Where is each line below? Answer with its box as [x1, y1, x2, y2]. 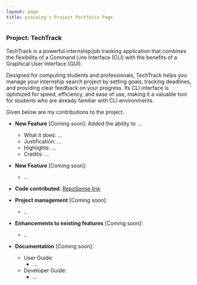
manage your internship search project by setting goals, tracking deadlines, [6, 78, 192, 85]
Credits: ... [23, 150, 49, 158]
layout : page [6, 8, 39, 15]
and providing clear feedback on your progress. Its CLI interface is [6, 84, 169, 91]
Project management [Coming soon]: [14, 196, 108, 203]
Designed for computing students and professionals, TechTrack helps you [6, 71, 187, 79]
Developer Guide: [23, 267, 67, 274]
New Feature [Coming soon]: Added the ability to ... [14, 120, 142, 127]
